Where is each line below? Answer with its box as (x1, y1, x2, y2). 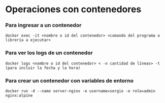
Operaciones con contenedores (5, 4, 142, 15)
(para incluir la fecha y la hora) (5, 65, 81, 71)
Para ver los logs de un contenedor (5, 49, 93, 56)
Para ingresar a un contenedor (5, 22, 82, 29)
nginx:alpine (5, 93, 33, 98)
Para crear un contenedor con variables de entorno (5, 77, 134, 84)
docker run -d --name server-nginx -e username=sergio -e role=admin (5, 89, 156, 94)
